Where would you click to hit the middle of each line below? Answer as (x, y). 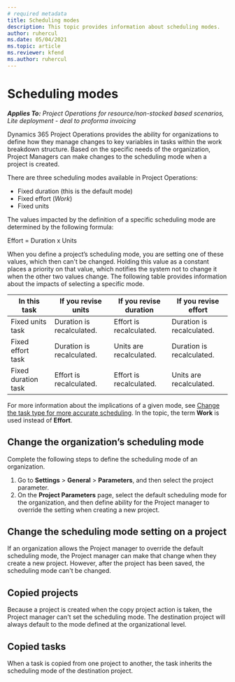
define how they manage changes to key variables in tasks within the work (115, 141)
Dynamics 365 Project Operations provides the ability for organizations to (113, 134)
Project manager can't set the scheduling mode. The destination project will (116, 617)
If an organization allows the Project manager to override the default (106, 548)
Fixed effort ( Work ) (45, 198)
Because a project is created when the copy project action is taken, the (110, 610)
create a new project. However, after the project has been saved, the (106, 563)
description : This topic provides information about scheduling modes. (114, 27)
